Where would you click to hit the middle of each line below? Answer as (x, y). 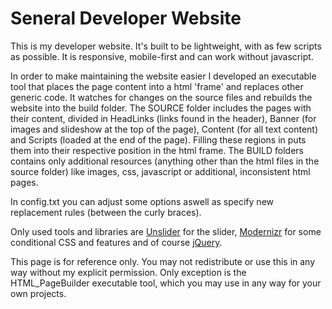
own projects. (38, 293)
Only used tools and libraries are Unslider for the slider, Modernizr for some (166, 231)
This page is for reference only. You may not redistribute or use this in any (163, 261)
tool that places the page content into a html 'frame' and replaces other (157, 86)
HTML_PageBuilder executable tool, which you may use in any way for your (166, 283)
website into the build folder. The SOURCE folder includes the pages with (161, 108)
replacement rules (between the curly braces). (106, 212)
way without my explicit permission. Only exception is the (128, 272)
